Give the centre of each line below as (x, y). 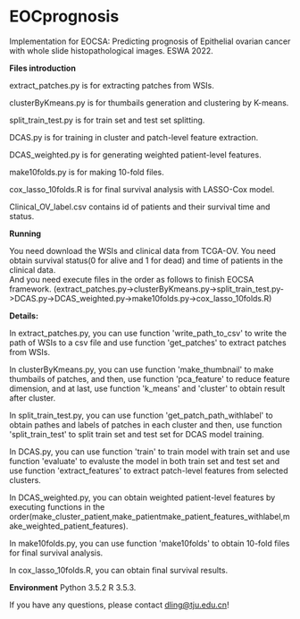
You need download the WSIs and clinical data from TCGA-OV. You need (143, 250)
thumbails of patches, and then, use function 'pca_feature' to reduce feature (150, 378)
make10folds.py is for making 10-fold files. (87, 172)
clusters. (25, 479)
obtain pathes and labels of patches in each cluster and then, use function (146, 424)
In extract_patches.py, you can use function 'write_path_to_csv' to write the (148, 333)
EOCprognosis (64, 17)
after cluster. (33, 398)
